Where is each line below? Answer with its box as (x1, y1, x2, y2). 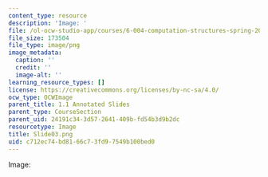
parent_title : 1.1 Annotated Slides (8, 100, 130, 108)
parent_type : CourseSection (8, 108, 102, 116)
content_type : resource (8, 11, 88, 20)
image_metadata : (8, 49, 62, 57)
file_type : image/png (8, 41, 81, 49)
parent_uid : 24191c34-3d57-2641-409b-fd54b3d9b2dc (8, 116, 180, 124)
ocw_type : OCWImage (8, 93, 73, 101)
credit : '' (15, 64, 52, 72)
